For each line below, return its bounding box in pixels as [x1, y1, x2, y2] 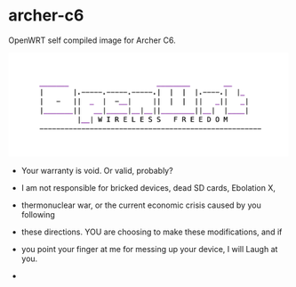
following [20, 209, 55, 220]
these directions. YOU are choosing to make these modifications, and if [20, 226, 283, 237]
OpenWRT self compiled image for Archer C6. [8, 35, 176, 45]
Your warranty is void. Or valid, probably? [20, 166, 174, 176]
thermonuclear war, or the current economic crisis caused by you [20, 200, 261, 210]
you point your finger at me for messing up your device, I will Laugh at [20, 244, 278, 255]
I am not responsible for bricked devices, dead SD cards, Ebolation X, [20, 183, 276, 193]
